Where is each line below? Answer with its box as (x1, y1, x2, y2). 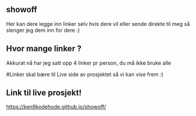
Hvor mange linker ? (6, 44, 81, 54)
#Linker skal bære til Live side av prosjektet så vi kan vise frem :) (6, 71, 164, 78)
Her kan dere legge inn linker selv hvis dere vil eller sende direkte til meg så (6, 20, 190, 27)
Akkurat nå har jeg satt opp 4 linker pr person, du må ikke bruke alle (6, 59, 171, 67)
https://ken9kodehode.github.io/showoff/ (6, 103, 106, 111)
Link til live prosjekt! (6, 88, 82, 98)
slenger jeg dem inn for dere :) (6, 26, 80, 34)
